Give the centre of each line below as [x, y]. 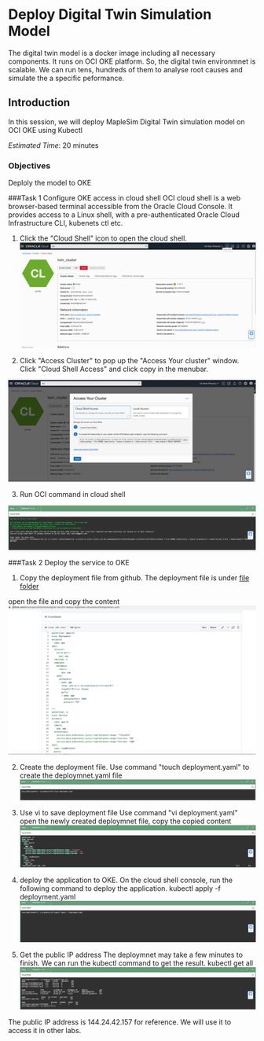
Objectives [29, 165]
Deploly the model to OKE [50, 183]
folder [29, 587]
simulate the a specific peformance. [66, 78]
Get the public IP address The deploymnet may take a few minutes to [131, 955]
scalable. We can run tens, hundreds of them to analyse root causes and [126, 69]
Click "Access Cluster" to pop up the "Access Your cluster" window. [129, 360]
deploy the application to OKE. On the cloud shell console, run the [126, 880]
